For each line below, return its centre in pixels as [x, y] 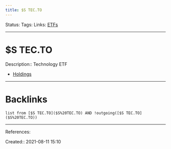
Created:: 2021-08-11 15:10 [33, 141]
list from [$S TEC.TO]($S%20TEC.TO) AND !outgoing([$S [65, 113]
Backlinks [26, 99]
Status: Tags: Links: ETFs [32, 24]
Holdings [22, 74]
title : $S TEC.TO [24, 10]
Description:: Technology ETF [36, 64]
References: [18, 132]
